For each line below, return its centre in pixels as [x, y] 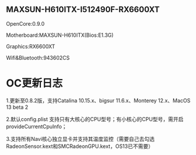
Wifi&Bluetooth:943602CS [38, 57]
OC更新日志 [35, 83]
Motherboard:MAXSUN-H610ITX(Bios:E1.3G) [60, 35]
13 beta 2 [17, 107]
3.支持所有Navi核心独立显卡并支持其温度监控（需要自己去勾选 [80, 139]
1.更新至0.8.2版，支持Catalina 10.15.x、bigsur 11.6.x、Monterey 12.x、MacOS [98, 100]
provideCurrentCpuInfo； [37, 126]
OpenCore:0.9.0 [25, 23]
